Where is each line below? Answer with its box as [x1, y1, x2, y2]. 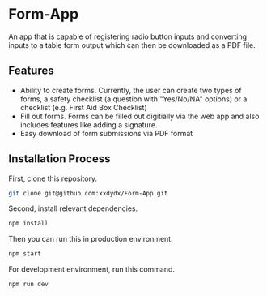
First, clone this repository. [8, 174, 98, 183]
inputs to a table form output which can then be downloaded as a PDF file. [8, 40, 256, 49]
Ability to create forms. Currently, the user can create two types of [19, 85, 243, 95]
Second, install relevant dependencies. [8, 204, 138, 213]
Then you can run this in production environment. [8, 234, 173, 244]
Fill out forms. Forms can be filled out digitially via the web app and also [19, 111, 260, 121]
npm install [8, 220, 49, 228]
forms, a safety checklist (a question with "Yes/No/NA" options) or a [19, 94, 248, 104]
